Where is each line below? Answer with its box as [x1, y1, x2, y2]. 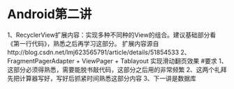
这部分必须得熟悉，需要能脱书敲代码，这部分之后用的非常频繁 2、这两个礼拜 [7, 65, 227, 74]
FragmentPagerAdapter [7, 56, 75, 65]
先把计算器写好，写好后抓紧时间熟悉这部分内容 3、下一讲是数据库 [7, 74, 197, 82]
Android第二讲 [7, 6, 92, 22]
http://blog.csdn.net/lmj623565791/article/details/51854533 [7, 48, 180, 56]
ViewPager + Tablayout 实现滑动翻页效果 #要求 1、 [81, 56, 228, 65]
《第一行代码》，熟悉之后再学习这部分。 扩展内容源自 [7, 39, 159, 47]
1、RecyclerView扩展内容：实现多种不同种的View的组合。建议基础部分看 [7, 31, 217, 39]
